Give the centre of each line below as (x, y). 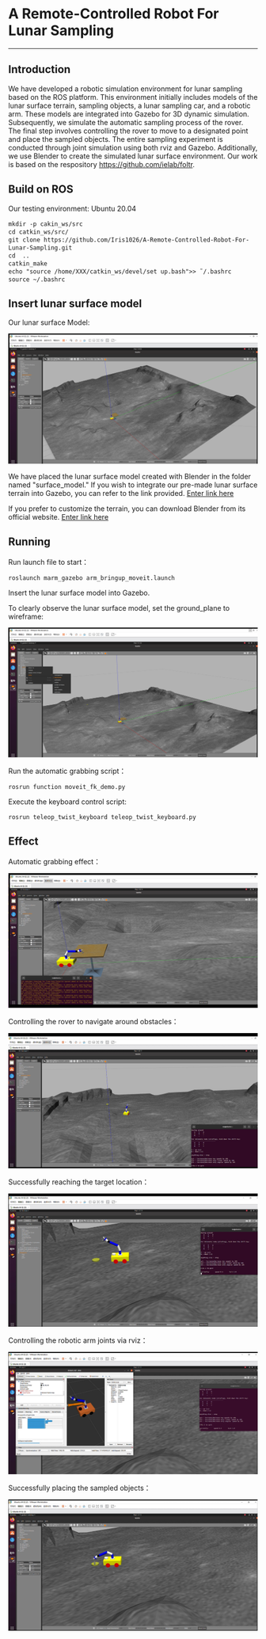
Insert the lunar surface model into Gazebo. (79, 593)
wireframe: (26, 616)
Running (30, 542)
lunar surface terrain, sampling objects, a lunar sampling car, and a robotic (129, 105)
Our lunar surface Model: (49, 322)
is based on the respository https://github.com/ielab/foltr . (102, 164)
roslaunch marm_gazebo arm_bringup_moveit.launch (92, 578)
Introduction (40, 69)
